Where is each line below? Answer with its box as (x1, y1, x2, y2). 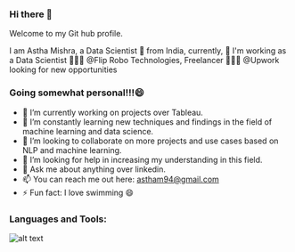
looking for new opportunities (9, 64, 118, 75)
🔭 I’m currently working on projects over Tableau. (21, 107, 203, 118)
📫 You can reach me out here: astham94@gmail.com (21, 174, 220, 184)
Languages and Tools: (9, 213, 107, 225)
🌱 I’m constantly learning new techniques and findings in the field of (21, 116, 273, 127)
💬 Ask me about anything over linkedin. (21, 164, 167, 175)
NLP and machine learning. (21, 144, 122, 155)
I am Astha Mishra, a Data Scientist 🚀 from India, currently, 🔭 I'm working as (9, 45, 287, 56)
